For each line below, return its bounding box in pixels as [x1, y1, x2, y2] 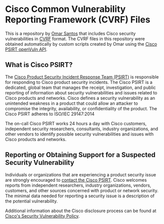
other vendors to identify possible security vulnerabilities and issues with [5, 131, 154, 137]
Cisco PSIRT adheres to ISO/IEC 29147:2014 [5, 111, 95, 117]
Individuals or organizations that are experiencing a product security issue [5, 171, 157, 177]
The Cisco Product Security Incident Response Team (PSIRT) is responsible [5, 74, 159, 80]
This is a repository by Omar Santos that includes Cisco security [5, 30, 136, 36]
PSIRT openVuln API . [5, 46, 48, 52]
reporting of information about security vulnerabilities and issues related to [5, 89, 158, 95]
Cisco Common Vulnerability [5, 3, 126, 15]
